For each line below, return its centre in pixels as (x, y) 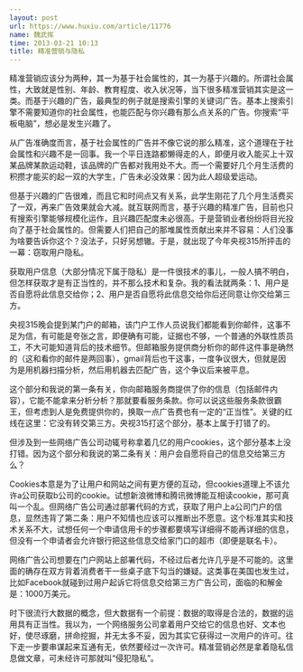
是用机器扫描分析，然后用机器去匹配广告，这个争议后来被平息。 (135, 370)
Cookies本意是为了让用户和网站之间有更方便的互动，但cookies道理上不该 (146, 484)
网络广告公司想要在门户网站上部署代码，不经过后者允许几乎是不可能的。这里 (151, 560)
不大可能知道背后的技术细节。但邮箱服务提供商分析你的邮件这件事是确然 (159, 347)
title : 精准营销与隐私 (47, 52)
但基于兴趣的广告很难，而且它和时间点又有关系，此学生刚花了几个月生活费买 (151, 196)
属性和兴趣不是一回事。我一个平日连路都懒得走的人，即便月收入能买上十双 (155, 154)
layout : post (34, 18)
